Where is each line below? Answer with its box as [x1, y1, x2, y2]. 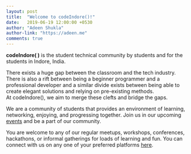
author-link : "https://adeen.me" [6, 30, 88, 36]
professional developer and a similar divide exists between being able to [6, 82, 180, 88]
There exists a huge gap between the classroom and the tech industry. [6, 69, 176, 76]
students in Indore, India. [6, 58, 66, 65]
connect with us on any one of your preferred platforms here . [6, 141, 154, 148]
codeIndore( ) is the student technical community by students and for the [6, 52, 183, 58]
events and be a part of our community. [6, 118, 101, 124]
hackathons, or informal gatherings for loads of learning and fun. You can [6, 135, 183, 142]
